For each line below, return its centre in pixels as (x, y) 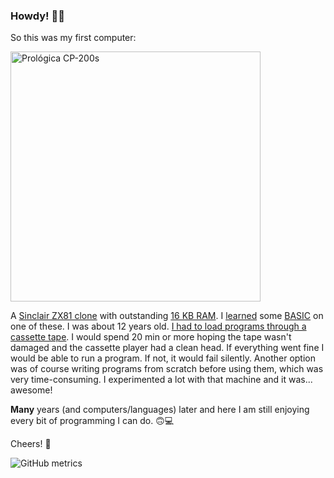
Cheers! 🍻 (31, 444)
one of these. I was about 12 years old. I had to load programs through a (158, 326)
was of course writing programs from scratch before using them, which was (167, 369)
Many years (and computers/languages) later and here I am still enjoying (160, 410)
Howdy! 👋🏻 (37, 16)
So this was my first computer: (73, 38)
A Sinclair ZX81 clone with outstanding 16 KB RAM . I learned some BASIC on (167, 316)
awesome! (31, 390)
